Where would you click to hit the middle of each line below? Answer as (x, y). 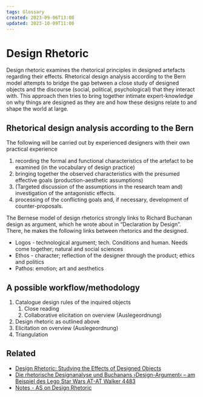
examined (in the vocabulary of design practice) (75, 167)
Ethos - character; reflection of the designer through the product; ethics (105, 255)
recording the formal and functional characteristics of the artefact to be (104, 161)
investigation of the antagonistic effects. (65, 193)
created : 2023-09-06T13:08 (40, 18)
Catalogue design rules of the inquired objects (73, 302)
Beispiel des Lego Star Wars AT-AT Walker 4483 (75, 381)
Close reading (42, 308)
